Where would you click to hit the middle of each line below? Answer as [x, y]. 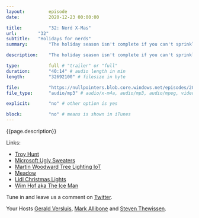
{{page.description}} [31, 131]
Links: [13, 142]
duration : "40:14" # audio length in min [66, 71]
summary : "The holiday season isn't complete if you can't [90, 44]
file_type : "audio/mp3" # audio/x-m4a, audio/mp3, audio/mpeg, [92, 93]
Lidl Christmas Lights [40, 179]
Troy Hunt [27, 154]
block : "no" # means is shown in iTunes [69, 114]
